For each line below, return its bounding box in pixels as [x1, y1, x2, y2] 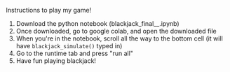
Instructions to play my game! [6, 6, 92, 14]
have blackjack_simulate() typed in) [15, 42, 123, 50]
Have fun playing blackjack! [15, 57, 97, 65]
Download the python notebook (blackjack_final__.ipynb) [15, 20, 180, 27]
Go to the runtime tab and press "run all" [15, 49, 134, 57]
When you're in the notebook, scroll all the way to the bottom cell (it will [15, 34, 223, 43]
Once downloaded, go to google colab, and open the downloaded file [15, 27, 217, 35]
